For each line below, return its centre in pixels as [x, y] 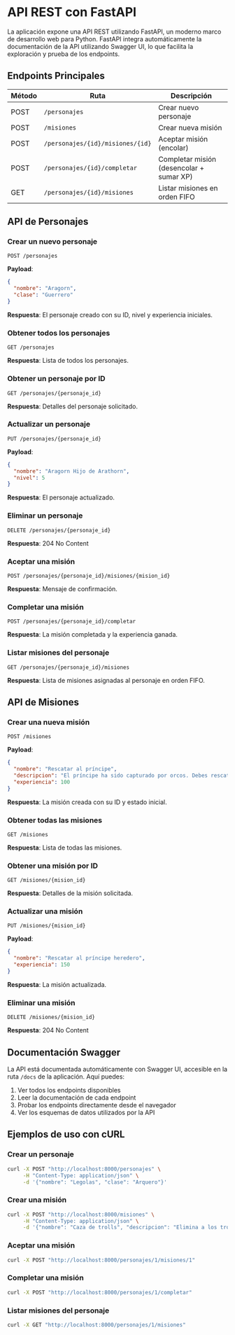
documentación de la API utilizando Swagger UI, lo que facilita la [100, 46]
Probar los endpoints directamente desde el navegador [97, 1105]
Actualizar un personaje [49, 424]
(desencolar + [181, 167]
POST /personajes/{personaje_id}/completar [72, 622]
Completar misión [187, 159]
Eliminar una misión [41, 1002]
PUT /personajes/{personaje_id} [54, 438]
